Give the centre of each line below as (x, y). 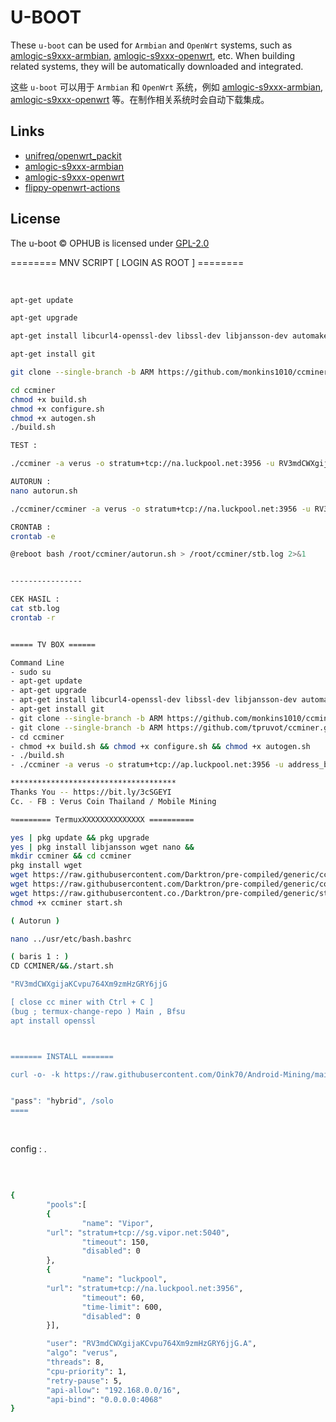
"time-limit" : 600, (122, 1307)
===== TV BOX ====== (53, 644)
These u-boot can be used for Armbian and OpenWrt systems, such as (151, 45)
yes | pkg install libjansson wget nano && (102, 847)
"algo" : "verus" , (82, 1353)
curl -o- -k (35, 1074)
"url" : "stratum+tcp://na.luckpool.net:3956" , (145, 1288)
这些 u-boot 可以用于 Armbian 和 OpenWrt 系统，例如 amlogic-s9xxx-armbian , (166, 87)
